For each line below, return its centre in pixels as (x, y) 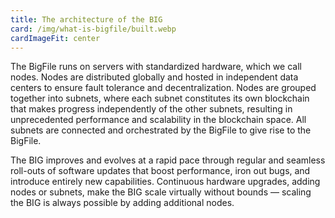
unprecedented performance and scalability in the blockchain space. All (158, 120)
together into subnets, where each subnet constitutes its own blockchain (160, 98)
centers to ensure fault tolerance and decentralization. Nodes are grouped (163, 88)
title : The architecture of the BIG (86, 19)
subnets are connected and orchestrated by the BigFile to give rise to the (161, 130)
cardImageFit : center (55, 38)
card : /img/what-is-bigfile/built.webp (93, 29)
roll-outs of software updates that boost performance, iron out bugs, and (160, 171)
